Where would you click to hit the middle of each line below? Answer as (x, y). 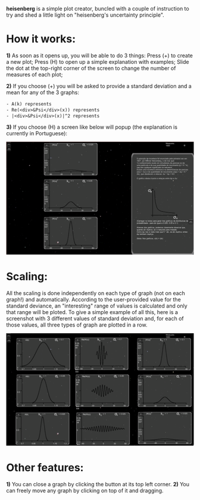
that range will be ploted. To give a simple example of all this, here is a (92, 312)
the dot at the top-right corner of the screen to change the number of (91, 68)
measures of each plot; (35, 74)
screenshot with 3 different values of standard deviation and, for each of (95, 318)
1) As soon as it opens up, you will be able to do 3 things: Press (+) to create (100, 55)
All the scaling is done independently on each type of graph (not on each (96, 293)
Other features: (45, 468)
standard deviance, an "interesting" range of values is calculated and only (97, 306)
